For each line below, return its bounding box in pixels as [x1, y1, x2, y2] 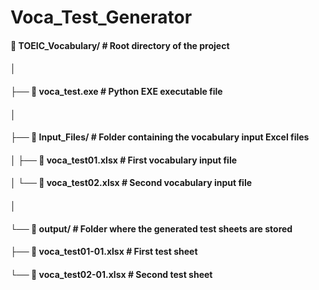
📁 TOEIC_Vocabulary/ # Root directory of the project [10, 39, 230, 51]
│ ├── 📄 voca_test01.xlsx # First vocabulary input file [10, 154, 238, 166]
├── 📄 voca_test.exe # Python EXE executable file [10, 85, 223, 97]
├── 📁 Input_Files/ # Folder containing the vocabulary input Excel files [10, 131, 310, 143]
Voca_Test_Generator [10, 6, 193, 29]
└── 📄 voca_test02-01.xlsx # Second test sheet [10, 268, 213, 280]
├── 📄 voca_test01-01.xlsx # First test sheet [10, 246, 198, 258]
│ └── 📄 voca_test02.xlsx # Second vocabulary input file [10, 177, 253, 189]
